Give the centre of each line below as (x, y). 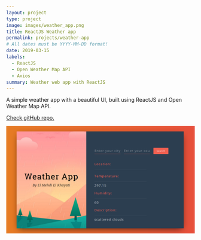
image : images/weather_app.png (45, 25)
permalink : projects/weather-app (48, 38)
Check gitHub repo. (31, 118)
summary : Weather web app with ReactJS (56, 82)
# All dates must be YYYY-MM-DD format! (57, 44)
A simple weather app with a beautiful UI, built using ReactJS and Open (94, 100)
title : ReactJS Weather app (41, 32)
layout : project (26, 13)
